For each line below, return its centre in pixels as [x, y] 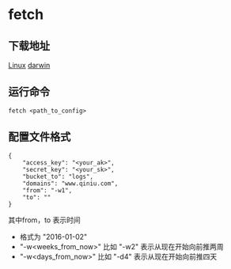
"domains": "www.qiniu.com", [70, 184]
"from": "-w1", [47, 190]
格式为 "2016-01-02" [53, 237]
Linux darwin [29, 65]
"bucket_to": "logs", [58, 176]
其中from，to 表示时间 [44, 220]
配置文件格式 [40, 137]
